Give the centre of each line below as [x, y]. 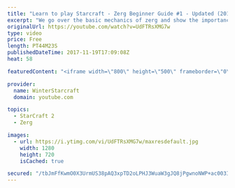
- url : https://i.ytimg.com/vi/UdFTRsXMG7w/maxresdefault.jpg [106, 141]
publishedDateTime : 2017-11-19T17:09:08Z [69, 53]
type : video [24, 33]
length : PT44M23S [33, 46]
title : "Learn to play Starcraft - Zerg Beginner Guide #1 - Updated [111, 14]
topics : [19, 110]
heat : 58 [20, 59]
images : [19, 135]
